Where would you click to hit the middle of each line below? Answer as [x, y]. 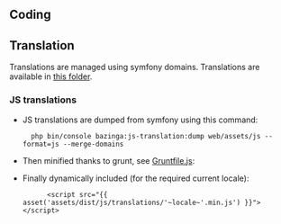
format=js [41, 144]
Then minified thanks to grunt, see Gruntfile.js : [109, 160]
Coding [30, 15]
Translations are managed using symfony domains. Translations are [135, 67]
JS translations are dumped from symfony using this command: [140, 120]
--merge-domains [93, 144]
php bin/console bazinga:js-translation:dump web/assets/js [146, 136]
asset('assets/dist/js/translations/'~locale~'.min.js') [131, 202]
